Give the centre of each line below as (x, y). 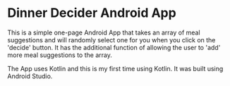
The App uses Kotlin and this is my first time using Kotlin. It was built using (115, 68)
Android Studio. (30, 76)
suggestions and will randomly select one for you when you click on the (111, 39)
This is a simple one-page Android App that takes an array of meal (104, 32)
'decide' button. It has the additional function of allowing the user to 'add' (114, 47)
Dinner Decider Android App (92, 13)
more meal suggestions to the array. (60, 55)
